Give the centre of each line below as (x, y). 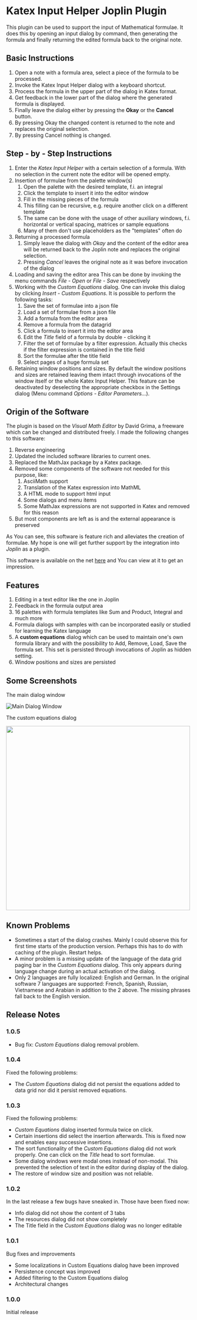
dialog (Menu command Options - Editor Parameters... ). (82, 393)
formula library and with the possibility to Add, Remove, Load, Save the (101, 643)
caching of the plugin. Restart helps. (59, 952)
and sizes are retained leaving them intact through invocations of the (98, 374)
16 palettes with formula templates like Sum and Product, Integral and (98, 612)
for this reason (41, 513)
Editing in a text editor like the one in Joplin (67, 600)
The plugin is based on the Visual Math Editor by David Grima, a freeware (95, 426)
